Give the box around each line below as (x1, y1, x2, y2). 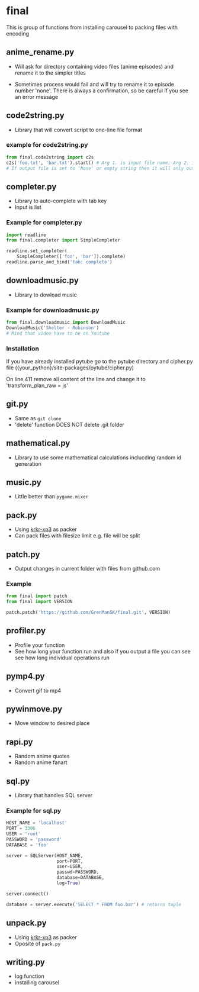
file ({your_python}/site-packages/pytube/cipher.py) (6, 364, 134, 371)
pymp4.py (6, 671, 45, 681)
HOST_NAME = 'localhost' (6, 820, 68, 826)
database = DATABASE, (56, 875, 105, 881)
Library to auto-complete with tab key (14, 197, 107, 205)
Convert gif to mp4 (14, 687, 61, 694)
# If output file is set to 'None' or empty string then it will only (6, 165, 184, 171)
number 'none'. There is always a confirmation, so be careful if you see (14, 87, 188, 94)
